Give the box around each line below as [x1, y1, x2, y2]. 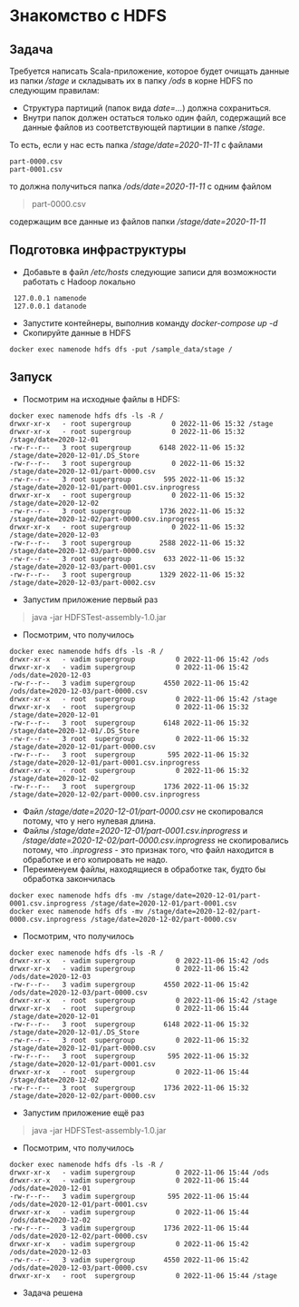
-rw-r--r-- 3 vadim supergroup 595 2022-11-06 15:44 [9, 1192, 249, 1201]
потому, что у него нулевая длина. [22, 815, 157, 827]
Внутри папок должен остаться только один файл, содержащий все [22, 113, 287, 123]
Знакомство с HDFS [9, 5, 168, 26]
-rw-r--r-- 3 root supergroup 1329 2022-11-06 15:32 [9, 569, 246, 579]
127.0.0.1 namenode [13, 293, 88, 302]
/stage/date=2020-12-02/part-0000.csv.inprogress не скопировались [22, 835, 289, 846]
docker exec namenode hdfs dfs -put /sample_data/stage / [9, 344, 233, 354]
